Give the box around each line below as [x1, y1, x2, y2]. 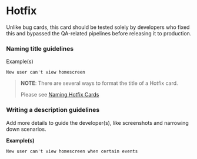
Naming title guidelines [6, 44, 74, 52]
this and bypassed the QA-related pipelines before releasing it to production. [6, 29, 192, 37]
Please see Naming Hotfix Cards [20, 91, 99, 98]
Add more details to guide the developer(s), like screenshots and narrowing [6, 119, 189, 126]
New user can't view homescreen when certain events [6, 148, 138, 154]
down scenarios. [6, 125, 46, 132]
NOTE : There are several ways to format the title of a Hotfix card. [20, 79, 178, 87]
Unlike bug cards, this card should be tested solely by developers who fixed [6, 24, 190, 31]
